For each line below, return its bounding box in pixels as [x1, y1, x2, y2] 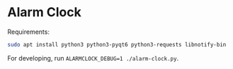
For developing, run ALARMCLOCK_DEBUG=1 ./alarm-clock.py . [7, 54, 179, 62]
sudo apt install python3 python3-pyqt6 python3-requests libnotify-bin [7, 41, 227, 48]
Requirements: [7, 27, 50, 36]
